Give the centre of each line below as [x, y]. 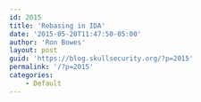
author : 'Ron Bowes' [48, 42]
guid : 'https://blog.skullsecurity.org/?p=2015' [101, 59]
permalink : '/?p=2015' [51, 67]
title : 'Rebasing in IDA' [57, 26]
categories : [31, 75]
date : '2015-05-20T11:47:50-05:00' [75, 34]
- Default [44, 83]
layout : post [33, 51]
